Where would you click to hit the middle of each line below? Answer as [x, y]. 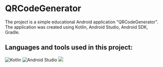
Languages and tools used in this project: [69, 47]
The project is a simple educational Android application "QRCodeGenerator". [82, 22]
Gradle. [12, 32]
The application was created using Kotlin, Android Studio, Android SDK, [77, 27]
